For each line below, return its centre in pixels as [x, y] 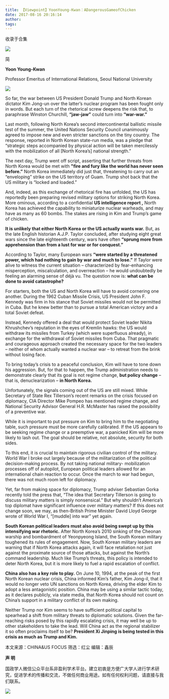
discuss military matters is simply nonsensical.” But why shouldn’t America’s [84, 500]
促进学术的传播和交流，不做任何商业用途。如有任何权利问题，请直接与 [87, 675]
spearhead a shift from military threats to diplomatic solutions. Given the [80, 615]
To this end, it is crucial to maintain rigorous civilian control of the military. [81, 453]
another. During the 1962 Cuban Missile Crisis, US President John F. [76, 296]
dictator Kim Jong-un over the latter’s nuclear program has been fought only [84, 104]
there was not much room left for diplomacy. [51, 480]
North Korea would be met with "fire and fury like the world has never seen [84, 166]
